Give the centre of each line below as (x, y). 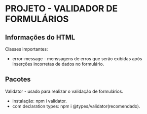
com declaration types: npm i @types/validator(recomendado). (76, 106)
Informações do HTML (40, 37)
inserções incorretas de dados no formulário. (58, 64)
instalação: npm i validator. (39, 101)
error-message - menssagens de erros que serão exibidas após (77, 59)
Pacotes (18, 79)
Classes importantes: (27, 49)
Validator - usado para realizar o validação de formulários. (64, 91)
